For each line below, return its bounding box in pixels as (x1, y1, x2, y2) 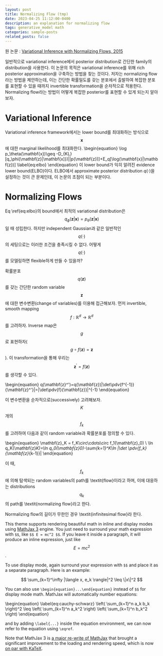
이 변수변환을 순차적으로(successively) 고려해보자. (5, 396, 102, 402)
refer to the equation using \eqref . (5, 625, 74, 631)
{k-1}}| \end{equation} (29, 450, 73, 456)
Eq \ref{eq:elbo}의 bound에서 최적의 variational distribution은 (5, 208, 126, 214)
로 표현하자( (5, 339, 28, 345)
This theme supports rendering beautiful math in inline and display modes (5, 521, 153, 527)
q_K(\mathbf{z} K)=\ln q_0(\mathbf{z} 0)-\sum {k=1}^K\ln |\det (5, 445, 127, 451)
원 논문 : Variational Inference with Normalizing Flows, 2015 (5, 48, 123, 54)
